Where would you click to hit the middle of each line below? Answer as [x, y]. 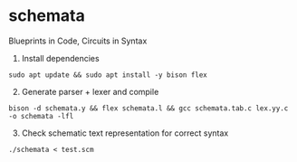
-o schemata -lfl [41, 116]
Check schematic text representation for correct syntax [125, 133]
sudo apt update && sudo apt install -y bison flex [108, 75]
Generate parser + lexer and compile [90, 91]
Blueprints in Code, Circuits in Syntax [78, 41]
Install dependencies [61, 58]
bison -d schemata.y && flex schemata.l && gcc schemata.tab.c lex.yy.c [148, 108]
